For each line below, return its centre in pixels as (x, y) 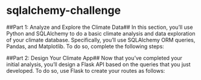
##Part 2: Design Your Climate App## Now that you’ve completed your (94, 58)
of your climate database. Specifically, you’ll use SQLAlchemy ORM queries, (101, 40)
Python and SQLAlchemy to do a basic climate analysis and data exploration (101, 33)
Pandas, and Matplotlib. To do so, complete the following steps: (85, 46)
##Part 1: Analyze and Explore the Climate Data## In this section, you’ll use (100, 27)
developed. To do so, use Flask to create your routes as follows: (86, 70)
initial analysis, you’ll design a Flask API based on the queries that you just (99, 64)
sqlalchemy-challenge (64, 11)
